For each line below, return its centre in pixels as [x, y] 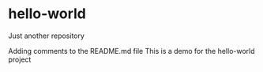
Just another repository [47, 36]
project [20, 59]
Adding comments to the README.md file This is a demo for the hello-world [131, 51]
